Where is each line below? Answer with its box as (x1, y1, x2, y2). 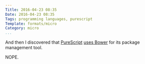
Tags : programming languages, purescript (5, 16, 93, 21)
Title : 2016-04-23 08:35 (5, 7, 57, 12)
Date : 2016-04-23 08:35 (5, 12, 55, 17)
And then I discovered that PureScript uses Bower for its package (5, 39, 140, 45)
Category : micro (5, 26, 39, 31)
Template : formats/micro (5, 21, 57, 26)
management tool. (5, 45, 42, 51)
